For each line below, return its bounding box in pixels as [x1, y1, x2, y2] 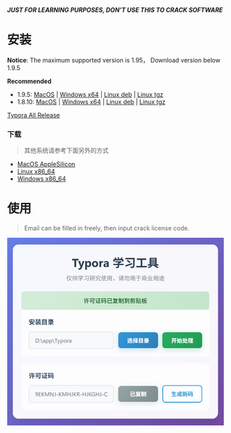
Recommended [7, 77, 52, 85]
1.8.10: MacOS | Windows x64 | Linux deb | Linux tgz [16, 98, 166, 106]
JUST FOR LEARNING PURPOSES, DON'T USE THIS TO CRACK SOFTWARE [7, 6, 223, 14]
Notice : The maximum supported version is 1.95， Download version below [7, 56, 221, 64]
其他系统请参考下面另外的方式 [23, 146, 109, 155]
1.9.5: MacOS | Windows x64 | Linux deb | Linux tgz [16, 90, 164, 98]
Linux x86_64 [16, 168, 56, 176]
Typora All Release [7, 111, 60, 119]
